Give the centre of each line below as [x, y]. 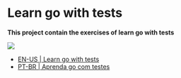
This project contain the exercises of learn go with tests [91, 32]
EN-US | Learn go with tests [58, 59]
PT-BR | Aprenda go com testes [64, 66]
